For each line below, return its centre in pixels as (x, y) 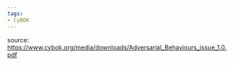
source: (18, 40)
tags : (15, 14)
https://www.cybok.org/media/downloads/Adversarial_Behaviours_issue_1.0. (117, 47)
